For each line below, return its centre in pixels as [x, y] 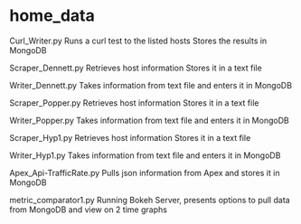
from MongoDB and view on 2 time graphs [88, 210]
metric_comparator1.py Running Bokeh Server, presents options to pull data [150, 200]
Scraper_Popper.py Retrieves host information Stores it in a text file [134, 103]
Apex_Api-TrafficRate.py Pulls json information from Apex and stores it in [145, 173]
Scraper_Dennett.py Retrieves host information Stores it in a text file [136, 68]
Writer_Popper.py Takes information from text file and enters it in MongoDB [149, 120]
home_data [52, 16]
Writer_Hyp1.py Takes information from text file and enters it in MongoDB [145, 155]
